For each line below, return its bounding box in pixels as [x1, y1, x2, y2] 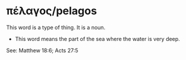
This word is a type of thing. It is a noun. [6, 24, 106, 31]
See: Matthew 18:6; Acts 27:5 [6, 46, 79, 54]
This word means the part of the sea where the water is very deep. [14, 35, 180, 42]
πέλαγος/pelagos [6, 4, 97, 18]
